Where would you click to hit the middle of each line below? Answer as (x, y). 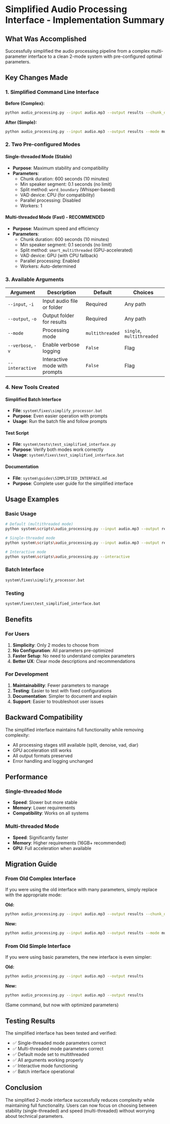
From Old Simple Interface (38, 946)
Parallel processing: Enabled (50, 261)
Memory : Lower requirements (44, 808)
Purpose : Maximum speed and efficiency (56, 228)
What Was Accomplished (46, 39)
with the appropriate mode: (34, 895)
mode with (55, 366)
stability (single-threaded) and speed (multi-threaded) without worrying (80, 1111)
